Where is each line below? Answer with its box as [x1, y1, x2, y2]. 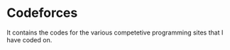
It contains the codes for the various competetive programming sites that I [6, 28, 224, 37]
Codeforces [6, 5, 78, 21]
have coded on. [6, 35, 53, 44]
